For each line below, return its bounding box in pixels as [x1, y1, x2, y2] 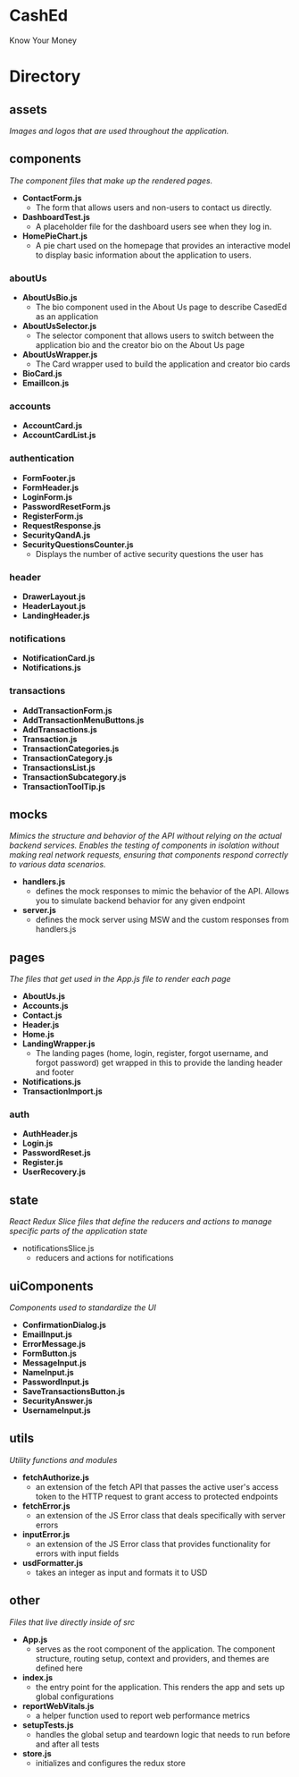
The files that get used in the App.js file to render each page [9, 974, 231, 985]
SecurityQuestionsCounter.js [21, 538, 134, 550]
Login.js [21, 1138, 54, 1149]
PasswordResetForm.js [21, 501, 111, 512]
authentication [9, 453, 75, 465]
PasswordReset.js [21, 1147, 91, 1158]
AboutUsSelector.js [21, 321, 97, 332]
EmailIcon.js [21, 377, 70, 389]
